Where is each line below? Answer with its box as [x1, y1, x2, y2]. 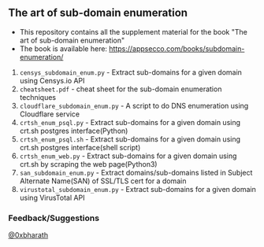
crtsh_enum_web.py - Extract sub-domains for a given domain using [19, 151, 237, 160]
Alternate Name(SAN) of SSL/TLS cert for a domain [19, 176, 187, 186]
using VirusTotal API [19, 193, 85, 202]
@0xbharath [8, 230, 49, 240]
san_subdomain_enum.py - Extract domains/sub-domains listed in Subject [19, 168, 253, 177]
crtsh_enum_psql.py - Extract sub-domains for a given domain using [19, 117, 241, 127]
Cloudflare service [19, 109, 80, 119]
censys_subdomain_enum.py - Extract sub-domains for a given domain [19, 67, 243, 77]
